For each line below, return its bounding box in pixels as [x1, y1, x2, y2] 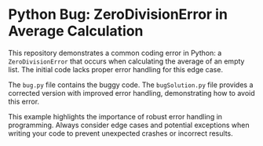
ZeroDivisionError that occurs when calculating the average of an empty [8, 57, 245, 66]
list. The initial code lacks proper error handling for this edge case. [8, 64, 224, 74]
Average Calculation [8, 22, 144, 40]
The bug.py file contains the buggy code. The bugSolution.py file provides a [8, 80, 254, 89]
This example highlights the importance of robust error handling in [8, 111, 222, 121]
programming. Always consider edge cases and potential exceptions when [8, 120, 250, 130]
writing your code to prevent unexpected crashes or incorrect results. [8, 128, 233, 138]
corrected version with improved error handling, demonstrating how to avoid [8, 88, 255, 97]
